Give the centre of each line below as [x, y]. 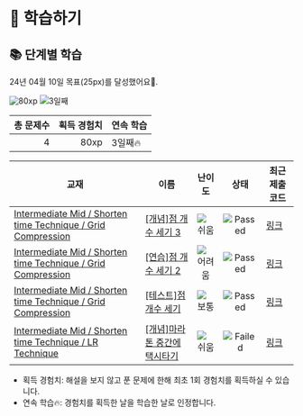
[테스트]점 [165, 295]
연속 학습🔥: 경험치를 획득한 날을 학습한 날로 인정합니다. [119, 402]
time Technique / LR [56, 342]
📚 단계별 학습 [46, 54]
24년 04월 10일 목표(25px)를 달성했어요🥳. [84, 81]
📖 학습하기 [46, 18]
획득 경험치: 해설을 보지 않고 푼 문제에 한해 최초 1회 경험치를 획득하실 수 [147, 380]
